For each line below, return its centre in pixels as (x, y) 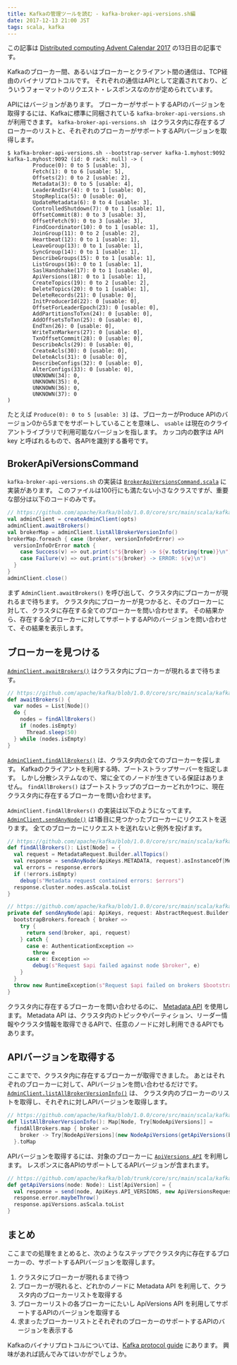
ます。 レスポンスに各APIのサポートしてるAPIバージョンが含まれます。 (110, 1165)
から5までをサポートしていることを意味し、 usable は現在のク (126, 423)
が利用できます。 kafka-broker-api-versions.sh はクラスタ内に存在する (113, 122)
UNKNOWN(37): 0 (55, 394)
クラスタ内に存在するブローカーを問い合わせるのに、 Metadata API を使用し (118, 1006)
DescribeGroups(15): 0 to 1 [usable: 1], (95, 259)
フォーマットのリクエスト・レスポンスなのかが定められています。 (121, 90)
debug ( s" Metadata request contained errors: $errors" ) (102, 880)
